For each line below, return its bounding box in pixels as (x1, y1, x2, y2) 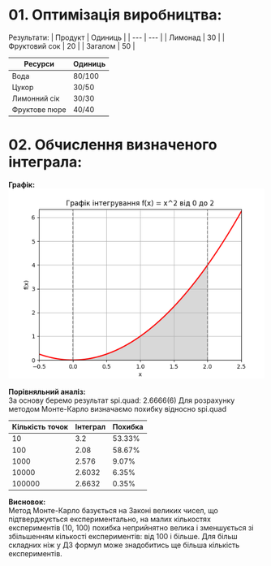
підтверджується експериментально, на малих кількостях (8, 514, 211, 524)
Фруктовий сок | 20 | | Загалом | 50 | (8, 41, 135, 50)
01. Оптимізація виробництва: (8, 6, 222, 24)
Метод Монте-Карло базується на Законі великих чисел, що (8, 505, 219, 515)
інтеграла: (8, 153, 83, 171)
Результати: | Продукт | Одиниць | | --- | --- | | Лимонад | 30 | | (8, 32, 226, 42)
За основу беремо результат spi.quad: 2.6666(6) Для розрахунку (8, 395, 235, 405)
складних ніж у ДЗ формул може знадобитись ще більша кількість (8, 540, 240, 550)
